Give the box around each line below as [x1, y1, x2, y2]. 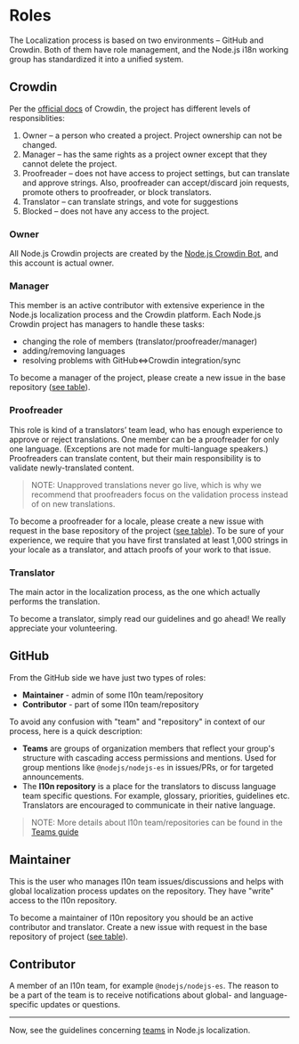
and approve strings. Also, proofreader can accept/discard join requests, [21, 177, 289, 188]
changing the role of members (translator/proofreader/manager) [21, 336, 258, 347]
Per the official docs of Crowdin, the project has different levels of [9, 103, 251, 114]
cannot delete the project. [21, 158, 117, 169]
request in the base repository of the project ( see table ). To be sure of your [9, 525, 285, 535]
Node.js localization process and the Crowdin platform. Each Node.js [9, 309, 262, 321]
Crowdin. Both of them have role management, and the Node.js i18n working [9, 44, 289, 54]
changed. [21, 139, 58, 150]
